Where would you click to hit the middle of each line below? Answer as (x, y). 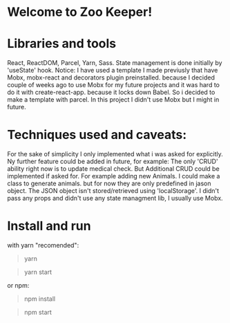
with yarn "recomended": (43, 245)
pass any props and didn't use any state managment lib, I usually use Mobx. (115, 199)
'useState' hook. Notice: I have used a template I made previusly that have (113, 71)
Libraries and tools (62, 44)
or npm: (18, 285)
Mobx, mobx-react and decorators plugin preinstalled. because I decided (111, 77)
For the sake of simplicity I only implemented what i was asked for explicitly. (115, 154)
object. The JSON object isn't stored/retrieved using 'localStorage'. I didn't (113, 191)
